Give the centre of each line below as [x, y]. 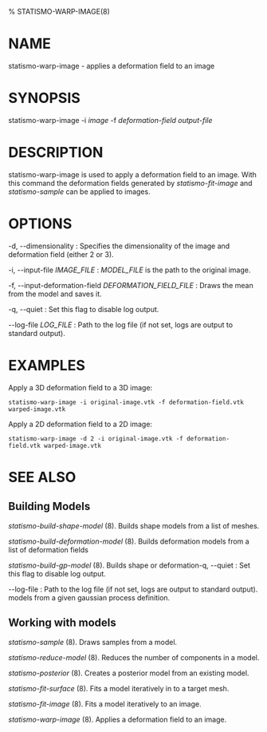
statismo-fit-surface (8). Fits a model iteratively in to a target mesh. [119, 688]
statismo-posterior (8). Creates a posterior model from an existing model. [129, 673]
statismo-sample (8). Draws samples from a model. [93, 642]
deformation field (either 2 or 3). [61, 254]
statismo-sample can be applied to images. [79, 192]
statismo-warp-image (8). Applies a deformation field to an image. [118, 719]
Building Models [49, 506]
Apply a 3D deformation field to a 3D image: [80, 387]
